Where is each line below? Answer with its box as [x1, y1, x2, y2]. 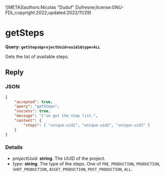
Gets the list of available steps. [5, 53, 69, 59]
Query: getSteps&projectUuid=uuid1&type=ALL [5, 44, 100, 50]
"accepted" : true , [14, 99, 53, 105]
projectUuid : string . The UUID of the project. [12, 155, 106, 161]
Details [5, 144, 23, 151]
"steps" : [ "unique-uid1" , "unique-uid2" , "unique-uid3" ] [23, 123, 150, 128]
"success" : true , [14, 109, 51, 114]
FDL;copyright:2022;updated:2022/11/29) [5, 10, 92, 16]
